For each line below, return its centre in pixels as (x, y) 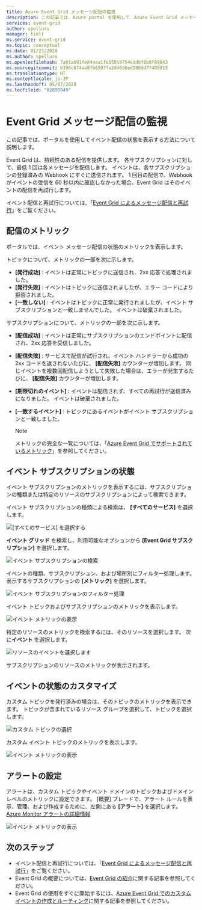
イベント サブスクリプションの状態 (70, 472)
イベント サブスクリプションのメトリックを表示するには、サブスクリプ (94, 487)
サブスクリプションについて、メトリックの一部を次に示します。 (85, 322)
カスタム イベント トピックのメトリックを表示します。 (73, 742)
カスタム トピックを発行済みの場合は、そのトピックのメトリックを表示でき (99, 702)
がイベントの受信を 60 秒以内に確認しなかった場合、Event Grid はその (93, 182)
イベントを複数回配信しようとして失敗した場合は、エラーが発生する (105, 370)
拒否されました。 (36, 295)
